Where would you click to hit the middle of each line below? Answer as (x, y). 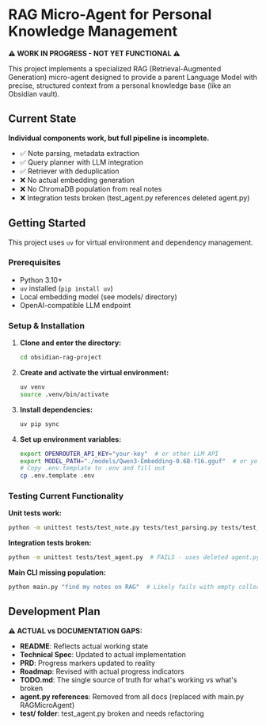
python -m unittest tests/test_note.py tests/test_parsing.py (113, 528)
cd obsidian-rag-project (61, 358)
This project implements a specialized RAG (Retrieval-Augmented (115, 68)
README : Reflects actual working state (84, 646)
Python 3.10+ (41, 279)
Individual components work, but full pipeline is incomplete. (109, 138)
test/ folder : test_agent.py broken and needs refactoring (112, 713)
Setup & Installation (47, 325)
